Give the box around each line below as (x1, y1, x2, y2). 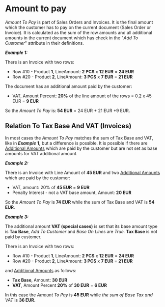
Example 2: (5, 160, 28, 166)
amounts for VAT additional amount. (5, 150, 78, 156)
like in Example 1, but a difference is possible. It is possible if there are (5, 140, 148, 146)
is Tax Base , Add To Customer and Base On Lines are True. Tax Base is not (5, 228, 158, 234)
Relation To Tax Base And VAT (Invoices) (5, 122, 132, 130)
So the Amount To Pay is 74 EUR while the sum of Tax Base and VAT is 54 (5, 199, 155, 205)
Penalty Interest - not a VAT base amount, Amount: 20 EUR (12, 190, 132, 195)
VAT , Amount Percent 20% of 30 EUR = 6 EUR (12, 282, 107, 288)
